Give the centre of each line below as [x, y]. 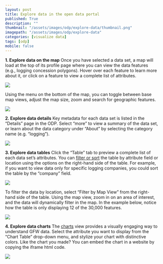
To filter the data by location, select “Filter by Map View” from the [71, 192]
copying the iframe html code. [35, 247]
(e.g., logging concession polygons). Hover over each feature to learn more [81, 70]
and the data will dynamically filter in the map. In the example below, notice [81, 202]
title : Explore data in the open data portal [52, 14]
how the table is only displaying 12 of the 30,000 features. [64, 207]
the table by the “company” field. [38, 173]
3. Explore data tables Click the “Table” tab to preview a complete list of [78, 152]
